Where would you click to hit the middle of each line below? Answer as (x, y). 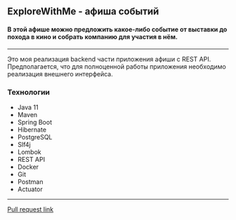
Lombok (29, 152)
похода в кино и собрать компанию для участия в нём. (92, 36)
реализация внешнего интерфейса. (60, 74)
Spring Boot (35, 122)
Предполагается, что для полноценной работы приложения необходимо (117, 67)
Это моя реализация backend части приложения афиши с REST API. (109, 59)
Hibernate (32, 130)
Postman (30, 181)
